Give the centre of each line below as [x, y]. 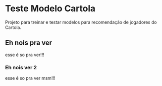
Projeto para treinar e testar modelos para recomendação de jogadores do [81, 22]
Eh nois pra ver [29, 43]
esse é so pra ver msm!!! [30, 78]
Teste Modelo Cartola [50, 9]
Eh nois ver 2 [21, 67]
